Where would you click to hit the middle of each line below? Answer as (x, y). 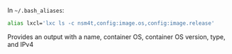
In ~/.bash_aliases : (36, 10)
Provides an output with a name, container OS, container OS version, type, (116, 37)
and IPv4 (21, 44)
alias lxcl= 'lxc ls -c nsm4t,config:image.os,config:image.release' (111, 23)
